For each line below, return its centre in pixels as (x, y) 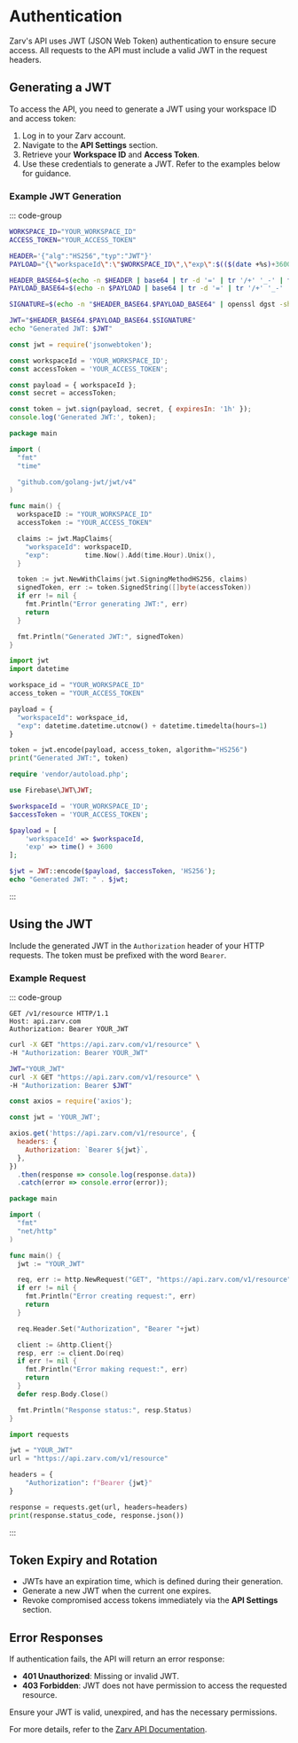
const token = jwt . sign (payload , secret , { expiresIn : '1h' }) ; (130, 410)
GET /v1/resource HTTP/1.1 (59, 1014)
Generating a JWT (61, 87)
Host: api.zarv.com (45, 1021)
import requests (39, 1434)
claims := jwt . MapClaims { (65, 538)
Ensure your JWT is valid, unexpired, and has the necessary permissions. (143, 1712)
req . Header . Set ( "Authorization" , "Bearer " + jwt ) (109, 1329)
